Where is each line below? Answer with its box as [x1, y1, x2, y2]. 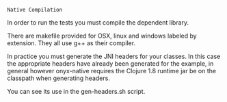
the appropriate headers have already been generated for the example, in [7, 60, 214, 68]
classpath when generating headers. [7, 74, 111, 82]
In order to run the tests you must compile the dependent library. [7, 18, 189, 27]
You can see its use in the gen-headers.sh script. [7, 88, 146, 95]
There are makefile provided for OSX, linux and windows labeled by [7, 31, 197, 40]
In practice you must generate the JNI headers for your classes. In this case [7, 52, 221, 60]
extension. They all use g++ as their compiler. [7, 39, 135, 47]
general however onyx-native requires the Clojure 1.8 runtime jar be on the [7, 67, 217, 75]
